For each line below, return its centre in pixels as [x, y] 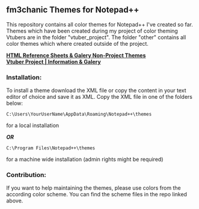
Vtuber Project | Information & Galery [54, 61]
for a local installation [33, 125]
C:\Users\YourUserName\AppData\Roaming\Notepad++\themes [79, 114]
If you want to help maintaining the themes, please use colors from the [94, 188]
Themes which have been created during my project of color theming [92, 31]
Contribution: [26, 175]
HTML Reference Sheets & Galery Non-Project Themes [76, 55]
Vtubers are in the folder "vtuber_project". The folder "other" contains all [96, 37]
